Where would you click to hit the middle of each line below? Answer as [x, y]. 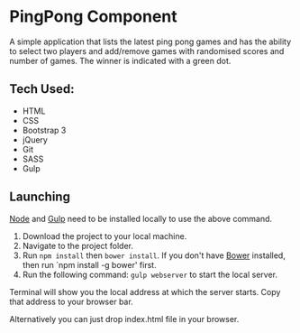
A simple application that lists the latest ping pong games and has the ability [150, 42]
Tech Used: [42, 89]
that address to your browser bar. [71, 301]
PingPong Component [93, 17]
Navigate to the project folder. [77, 245]
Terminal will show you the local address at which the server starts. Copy [145, 291]
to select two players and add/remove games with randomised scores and [147, 51]
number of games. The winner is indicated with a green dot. [120, 60]
